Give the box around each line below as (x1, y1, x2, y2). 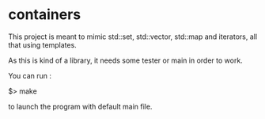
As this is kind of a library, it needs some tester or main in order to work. (8, 56, 243, 65)
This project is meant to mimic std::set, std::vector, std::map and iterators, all (8, 32, 258, 41)
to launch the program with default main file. (8, 102, 153, 111)
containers (8, 6, 81, 24)
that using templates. (8, 40, 77, 49)
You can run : (8, 71, 52, 80)
